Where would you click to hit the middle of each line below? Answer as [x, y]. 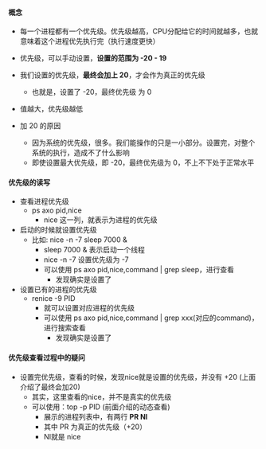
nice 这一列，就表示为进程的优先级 [100, 220]
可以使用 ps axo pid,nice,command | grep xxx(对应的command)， [151, 318]
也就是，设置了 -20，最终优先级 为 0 [92, 92]
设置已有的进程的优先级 [58, 290]
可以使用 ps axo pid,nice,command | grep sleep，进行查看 [139, 270]
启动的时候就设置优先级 [58, 230]
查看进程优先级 [44, 201]
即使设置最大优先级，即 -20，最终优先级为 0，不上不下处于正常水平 [143, 162]
